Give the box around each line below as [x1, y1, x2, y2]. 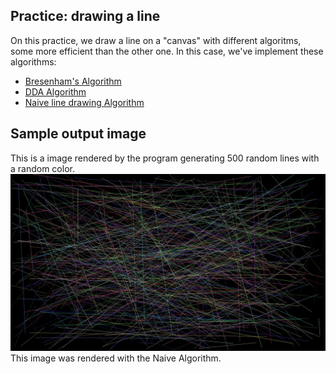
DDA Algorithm [24, 85, 87, 98]
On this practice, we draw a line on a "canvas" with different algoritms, [10, 34, 302, 46]
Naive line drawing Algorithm [24, 96, 145, 108]
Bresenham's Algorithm [24, 75, 122, 87]
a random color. [10, 162, 75, 174]
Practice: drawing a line [10, 8, 161, 25]
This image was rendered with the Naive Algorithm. [10, 352, 222, 364]
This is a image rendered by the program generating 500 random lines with [10, 152, 320, 164]
